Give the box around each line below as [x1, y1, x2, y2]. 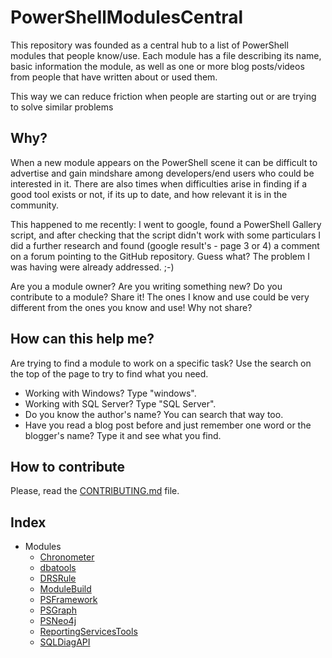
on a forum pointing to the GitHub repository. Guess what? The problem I [10, 250, 310, 262]
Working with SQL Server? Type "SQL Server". [24, 397, 217, 410]
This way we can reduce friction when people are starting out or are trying [10, 90, 317, 102]
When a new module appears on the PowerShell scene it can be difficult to [10, 156, 318, 168]
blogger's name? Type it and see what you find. [24, 429, 222, 441]
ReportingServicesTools [39, 626, 138, 638]
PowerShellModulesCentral [10, 6, 244, 29]
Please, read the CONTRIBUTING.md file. [10, 485, 180, 497]
